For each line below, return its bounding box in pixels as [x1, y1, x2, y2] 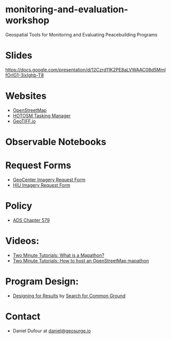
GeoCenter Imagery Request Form [12, 176, 86, 183]
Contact [5, 310, 41, 322]
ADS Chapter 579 [12, 217, 50, 223]
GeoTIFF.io [12, 118, 36, 124]
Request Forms [5, 159, 71, 171]
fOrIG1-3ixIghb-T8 [5, 72, 44, 78]
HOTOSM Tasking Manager [12, 112, 71, 119]
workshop [5, 14, 50, 26]
